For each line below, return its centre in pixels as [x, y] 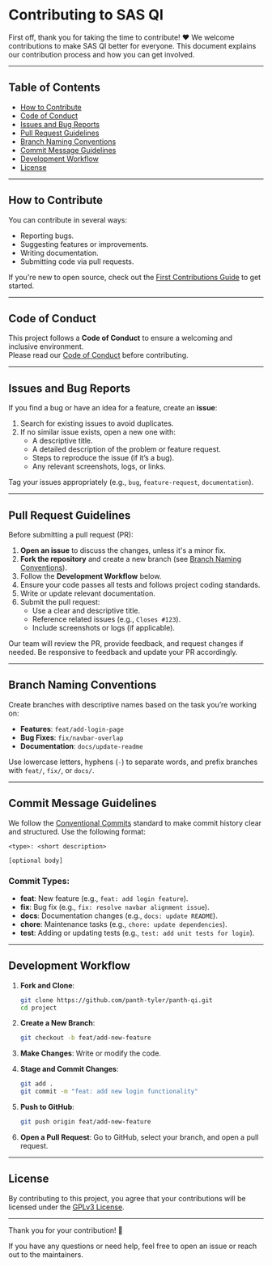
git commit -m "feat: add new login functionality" [109, 1092]
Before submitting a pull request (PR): [71, 535]
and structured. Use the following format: [77, 831]
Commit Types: [39, 881]
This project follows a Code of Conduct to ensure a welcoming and [121, 338]
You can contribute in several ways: [68, 219]
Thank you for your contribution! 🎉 [66, 1230]
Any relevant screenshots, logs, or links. [99, 466]
